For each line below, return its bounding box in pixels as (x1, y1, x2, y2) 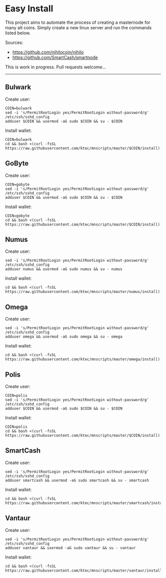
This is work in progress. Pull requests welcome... (5, 64, 106, 70)
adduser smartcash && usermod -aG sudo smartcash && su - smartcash (5, 478, 149, 483)
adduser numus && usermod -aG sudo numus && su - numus (5, 267, 123, 272)
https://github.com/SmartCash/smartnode (12, 54, 98, 60)
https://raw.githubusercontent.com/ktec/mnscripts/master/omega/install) (5, 357, 161, 362)
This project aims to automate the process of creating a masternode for (5, 19, 151, 25)
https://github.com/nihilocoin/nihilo (12, 49, 84, 55)
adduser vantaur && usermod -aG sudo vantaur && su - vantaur (5, 545, 136, 550)
